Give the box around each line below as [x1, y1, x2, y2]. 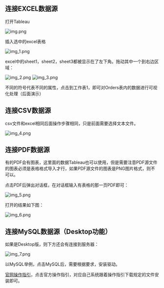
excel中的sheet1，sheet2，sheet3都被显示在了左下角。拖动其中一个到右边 [5, 58, 155, 64]
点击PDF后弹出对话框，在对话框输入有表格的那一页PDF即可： [5, 182, 129, 188]
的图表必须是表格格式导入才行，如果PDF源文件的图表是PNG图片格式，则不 [5, 166, 155, 172]
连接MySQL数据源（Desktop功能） [5, 227, 112, 236]
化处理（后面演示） [5, 90, 44, 97]
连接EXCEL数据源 [5, 4, 58, 13]
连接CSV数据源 [5, 106, 51, 115]
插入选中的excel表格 [5, 38, 46, 44]
